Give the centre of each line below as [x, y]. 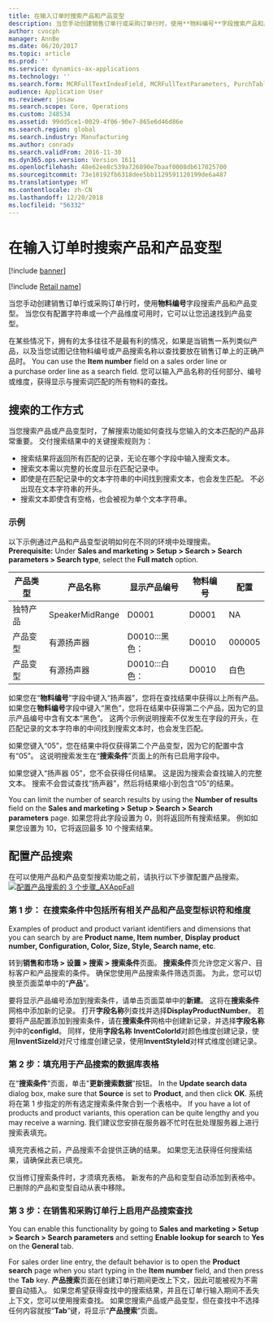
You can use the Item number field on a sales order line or [129, 361]
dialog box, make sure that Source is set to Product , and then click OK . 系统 [136, 1093]
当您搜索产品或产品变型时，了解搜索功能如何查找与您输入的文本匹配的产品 [133, 431]
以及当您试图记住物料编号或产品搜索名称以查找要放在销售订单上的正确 [140, 351]
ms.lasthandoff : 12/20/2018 [56, 197]
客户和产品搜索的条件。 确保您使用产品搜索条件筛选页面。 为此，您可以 [134, 972]
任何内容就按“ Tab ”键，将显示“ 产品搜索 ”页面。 [85, 1311]
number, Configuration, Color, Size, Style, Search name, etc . [112, 945]
